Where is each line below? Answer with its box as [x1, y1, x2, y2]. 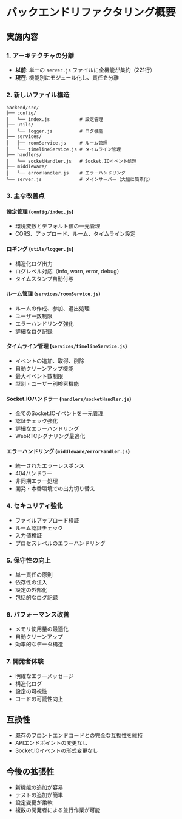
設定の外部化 [15, 586, 47, 593]
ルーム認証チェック [15, 524, 64, 532]
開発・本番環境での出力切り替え [15, 485, 95, 492]
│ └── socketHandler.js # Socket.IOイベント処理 [6, 159, 137, 165]
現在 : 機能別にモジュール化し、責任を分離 [15, 74, 120, 81]
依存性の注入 [15, 578, 47, 586]
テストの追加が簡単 [15, 791, 64, 799]
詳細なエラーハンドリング [15, 425, 79, 432]
